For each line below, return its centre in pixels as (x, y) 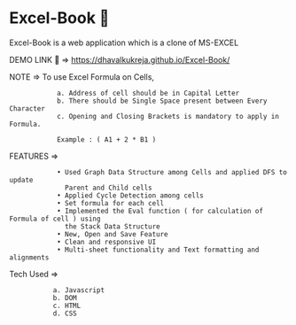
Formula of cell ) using (55, 219)
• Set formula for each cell (110, 203)
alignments (29, 257)
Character (27, 108)
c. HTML (67, 306)
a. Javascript (78, 290)
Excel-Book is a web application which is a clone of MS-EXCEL (124, 43)
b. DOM (65, 298)
